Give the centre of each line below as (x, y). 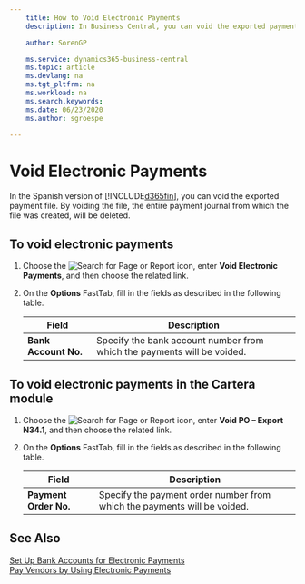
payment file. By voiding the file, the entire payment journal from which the (149, 206)
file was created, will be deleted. (70, 215)
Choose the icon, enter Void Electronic (150, 266)
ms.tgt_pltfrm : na (60, 84)
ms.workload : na (57, 93)
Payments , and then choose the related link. (105, 276)
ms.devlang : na (54, 76)
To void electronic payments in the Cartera (133, 384)
